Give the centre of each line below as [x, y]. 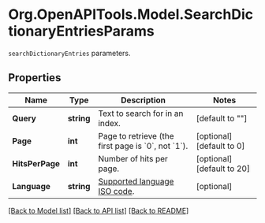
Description [143, 100]
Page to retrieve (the [136, 136]
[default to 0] [220, 146]
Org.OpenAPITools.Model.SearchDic [131, 15]
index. [109, 123]
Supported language [136, 181]
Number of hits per [133, 158]
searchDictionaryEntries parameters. [70, 53]
